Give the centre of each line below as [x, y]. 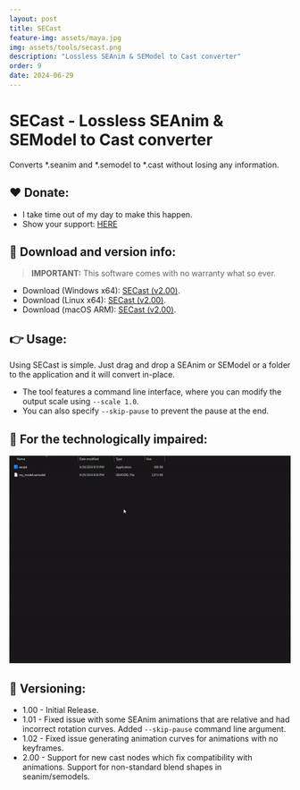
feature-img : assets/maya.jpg [66, 38]
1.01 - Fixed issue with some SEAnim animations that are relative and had [156, 719]
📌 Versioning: [48, 688]
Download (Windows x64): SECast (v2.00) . [101, 291]
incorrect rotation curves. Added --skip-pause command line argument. [154, 729]
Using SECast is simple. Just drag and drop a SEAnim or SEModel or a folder [150, 365]
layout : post [33, 19]
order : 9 [25, 66]
